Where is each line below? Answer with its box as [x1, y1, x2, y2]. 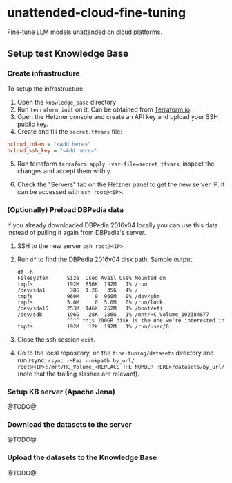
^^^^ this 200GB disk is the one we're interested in [66, 317, 225, 324]
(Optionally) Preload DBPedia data [7, 205, 124, 215]
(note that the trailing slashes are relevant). [17, 369, 139, 378]
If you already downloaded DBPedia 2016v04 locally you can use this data [7, 220, 219, 229]
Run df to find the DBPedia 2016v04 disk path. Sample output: [17, 255, 195, 263]
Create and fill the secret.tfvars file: [17, 127, 122, 136]
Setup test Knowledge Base [7, 48, 129, 60]
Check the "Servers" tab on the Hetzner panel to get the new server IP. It [17, 180, 225, 188]
